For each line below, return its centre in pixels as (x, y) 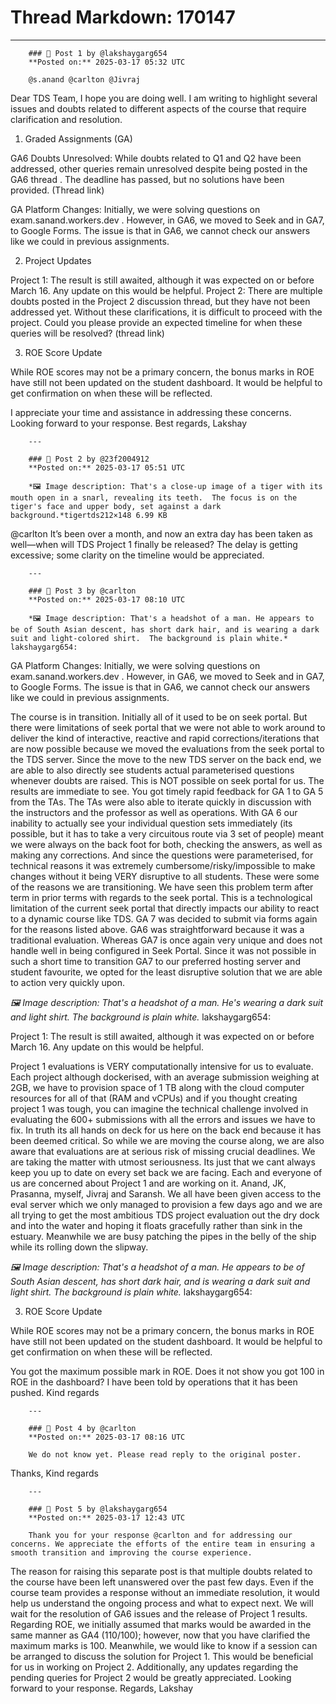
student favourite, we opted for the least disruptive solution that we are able (166, 972)
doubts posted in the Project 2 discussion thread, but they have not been (160, 301)
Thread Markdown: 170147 (123, 17)
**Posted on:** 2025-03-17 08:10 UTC (107, 599)
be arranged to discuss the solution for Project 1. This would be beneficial (162, 1656)
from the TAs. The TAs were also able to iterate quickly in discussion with (161, 802)
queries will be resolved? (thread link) (87, 333)
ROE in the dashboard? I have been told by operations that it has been (154, 1382)
